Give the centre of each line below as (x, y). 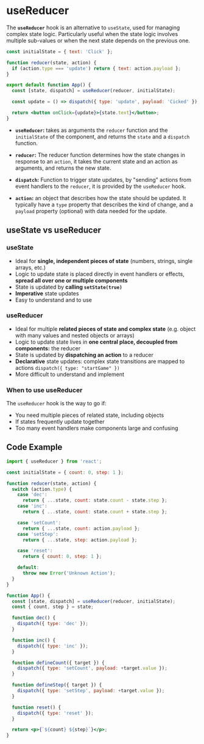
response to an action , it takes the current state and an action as (96, 161)
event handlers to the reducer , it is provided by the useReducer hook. (100, 186)
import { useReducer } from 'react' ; (54, 461)
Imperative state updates (47, 293)
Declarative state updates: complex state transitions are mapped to (100, 361)
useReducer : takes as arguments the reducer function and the (91, 130)
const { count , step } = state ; (53, 607)
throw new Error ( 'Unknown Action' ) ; (69, 573)
